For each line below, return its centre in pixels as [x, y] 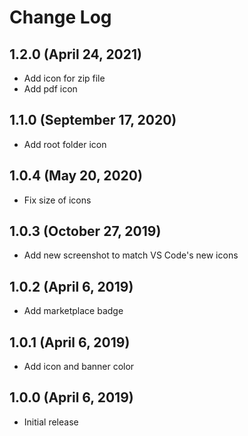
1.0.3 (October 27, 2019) [85, 231]
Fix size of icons [57, 200]
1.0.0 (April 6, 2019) [71, 397]
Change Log [60, 17]
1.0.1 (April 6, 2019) [70, 342]
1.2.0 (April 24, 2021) [75, 54]
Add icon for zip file [64, 78]
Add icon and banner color [79, 367]
